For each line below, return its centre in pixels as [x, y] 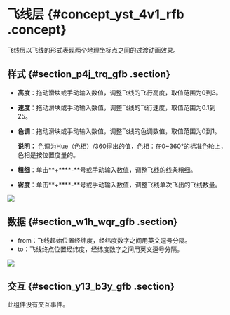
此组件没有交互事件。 [38, 304]
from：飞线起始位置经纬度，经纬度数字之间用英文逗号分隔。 [104, 240]
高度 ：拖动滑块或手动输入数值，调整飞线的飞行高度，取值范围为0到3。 [120, 93]
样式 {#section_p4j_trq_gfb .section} [89, 74]
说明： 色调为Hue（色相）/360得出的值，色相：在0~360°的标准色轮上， [122, 146]
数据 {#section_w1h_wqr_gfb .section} [93, 222]
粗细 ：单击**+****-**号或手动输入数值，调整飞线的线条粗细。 [107, 170]
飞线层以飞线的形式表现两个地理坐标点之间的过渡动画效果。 [93, 50]
